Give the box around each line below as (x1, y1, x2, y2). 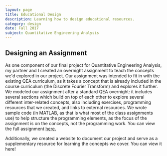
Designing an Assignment (5, 49, 87, 57)
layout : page (5, 7, 32, 12)
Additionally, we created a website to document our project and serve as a (5, 135, 158, 141)
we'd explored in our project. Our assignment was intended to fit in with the (5, 73, 160, 79)
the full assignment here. (5, 126, 56, 132)
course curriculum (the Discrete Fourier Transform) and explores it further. (5, 83, 158, 89)
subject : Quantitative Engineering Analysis (5, 30, 99, 35)
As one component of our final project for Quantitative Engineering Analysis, (5, 62, 162, 68)
